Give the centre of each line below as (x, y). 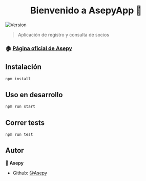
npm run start (20, 107)
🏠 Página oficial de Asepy (39, 48)
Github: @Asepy (30, 173)
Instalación (24, 67)
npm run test (19, 135)
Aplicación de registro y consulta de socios (63, 34)
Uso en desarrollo (34, 95)
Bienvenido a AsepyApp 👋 (86, 11)
